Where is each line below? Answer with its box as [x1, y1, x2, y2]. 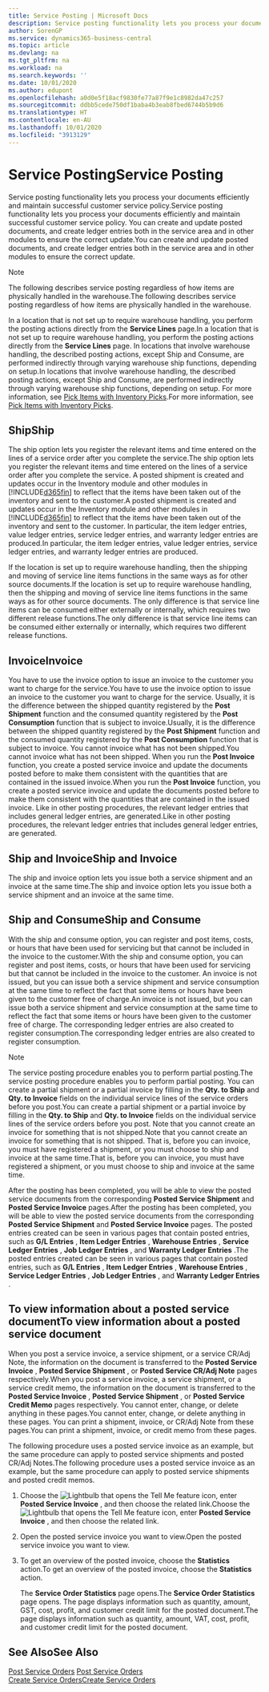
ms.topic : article [8, 42, 70, 50]
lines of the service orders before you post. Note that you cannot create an [8, 1119, 255, 1129]
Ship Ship [8, 423, 54, 437]
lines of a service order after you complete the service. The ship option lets [8, 454, 255, 463]
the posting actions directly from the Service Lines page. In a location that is [8, 324, 259, 333]
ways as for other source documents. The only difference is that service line [8, 596, 260, 606]
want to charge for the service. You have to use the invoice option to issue [8, 684, 251, 693]
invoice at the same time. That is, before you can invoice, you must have [8, 1153, 245, 1162]
